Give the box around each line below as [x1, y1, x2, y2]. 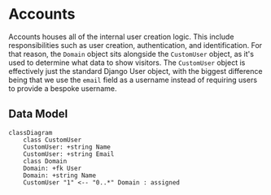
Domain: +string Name [23, 171, 96, 180]
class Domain [23, 157, 68, 165]
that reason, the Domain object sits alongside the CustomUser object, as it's [8, 49, 255, 58]
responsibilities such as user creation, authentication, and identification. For [8, 40, 263, 50]
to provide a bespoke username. [8, 83, 117, 93]
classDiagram [8, 128, 53, 136]
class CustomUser [23, 136, 82, 144]
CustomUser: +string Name [23, 143, 111, 151]
